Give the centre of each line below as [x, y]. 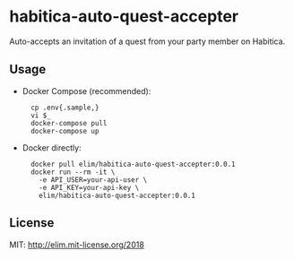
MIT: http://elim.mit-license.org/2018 [77, 245]
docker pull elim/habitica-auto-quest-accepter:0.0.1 [133, 164]
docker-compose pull [69, 123]
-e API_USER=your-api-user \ [93, 180]
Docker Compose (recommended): [86, 91]
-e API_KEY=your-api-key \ [89, 187]
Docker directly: [52, 147]
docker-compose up [65, 131]
